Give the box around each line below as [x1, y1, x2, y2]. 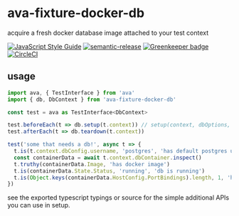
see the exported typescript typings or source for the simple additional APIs [7, 193, 230, 202]
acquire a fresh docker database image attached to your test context [7, 28, 209, 37]
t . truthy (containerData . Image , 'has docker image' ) [14, 161, 171, 168]
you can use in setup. [7, 201, 70, 210]
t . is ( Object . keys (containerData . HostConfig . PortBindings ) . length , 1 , [14, 174, 224, 181]
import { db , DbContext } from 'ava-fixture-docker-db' [7, 96, 176, 103]
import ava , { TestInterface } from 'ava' [7, 89, 135, 97]
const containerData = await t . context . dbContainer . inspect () [14, 154, 202, 161]
